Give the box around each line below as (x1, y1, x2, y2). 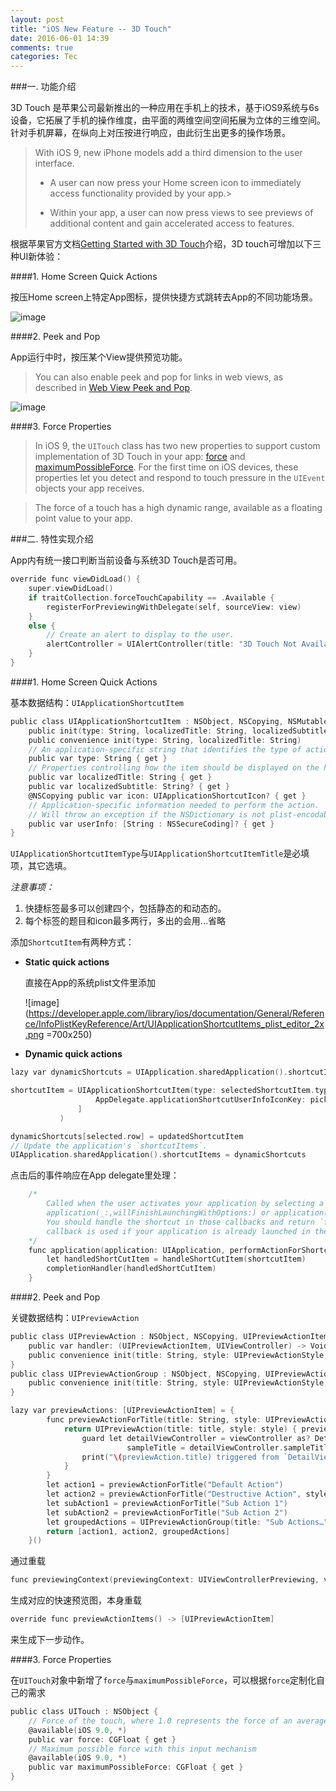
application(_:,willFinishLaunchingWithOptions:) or (46, 1208, 271, 1218)
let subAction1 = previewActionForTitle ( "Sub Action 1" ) (46, 1498, 288, 1508)
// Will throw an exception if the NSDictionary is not (28, 809, 267, 820)
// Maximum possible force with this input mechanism (28, 1744, 257, 1754)
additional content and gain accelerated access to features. (49, 217, 295, 230)
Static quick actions (24, 956, 110, 968)
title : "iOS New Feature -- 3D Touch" (10, 24, 172, 34)
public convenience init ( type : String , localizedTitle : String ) (28, 735, 302, 745)
